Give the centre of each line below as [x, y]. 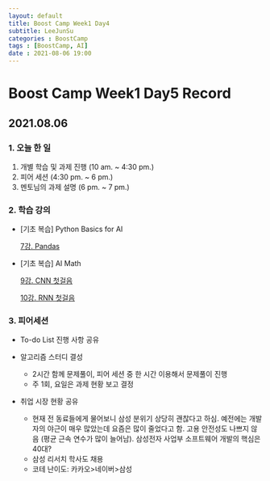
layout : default [35, 16]
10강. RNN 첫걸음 [47, 298]
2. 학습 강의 [29, 209]
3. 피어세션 [29, 321]
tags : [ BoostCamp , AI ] [48, 46]
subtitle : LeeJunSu [41, 31]
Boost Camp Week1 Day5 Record [120, 93]
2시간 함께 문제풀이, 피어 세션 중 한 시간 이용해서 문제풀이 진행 [130, 374]
